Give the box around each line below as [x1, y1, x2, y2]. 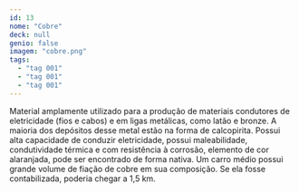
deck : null [9, 30, 51, 39]
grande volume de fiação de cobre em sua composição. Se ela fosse [9, 163, 266, 174]
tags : [9, 55, 30, 64]
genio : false [9, 38, 59, 48]
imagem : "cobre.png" [9, 47, 88, 56]
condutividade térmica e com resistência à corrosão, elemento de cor [9, 144, 269, 155]
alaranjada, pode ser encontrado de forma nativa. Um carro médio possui [9, 153, 284, 164]
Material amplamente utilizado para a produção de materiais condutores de [9, 105, 290, 116]
